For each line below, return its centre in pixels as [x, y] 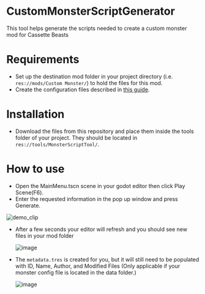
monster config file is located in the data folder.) [76, 272]
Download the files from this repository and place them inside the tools [104, 131]
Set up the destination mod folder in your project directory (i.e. [94, 76]
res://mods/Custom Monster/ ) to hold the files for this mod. [89, 83]
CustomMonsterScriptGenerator [91, 11]
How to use [35, 169]
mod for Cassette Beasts [38, 34]
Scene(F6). [29, 192]
